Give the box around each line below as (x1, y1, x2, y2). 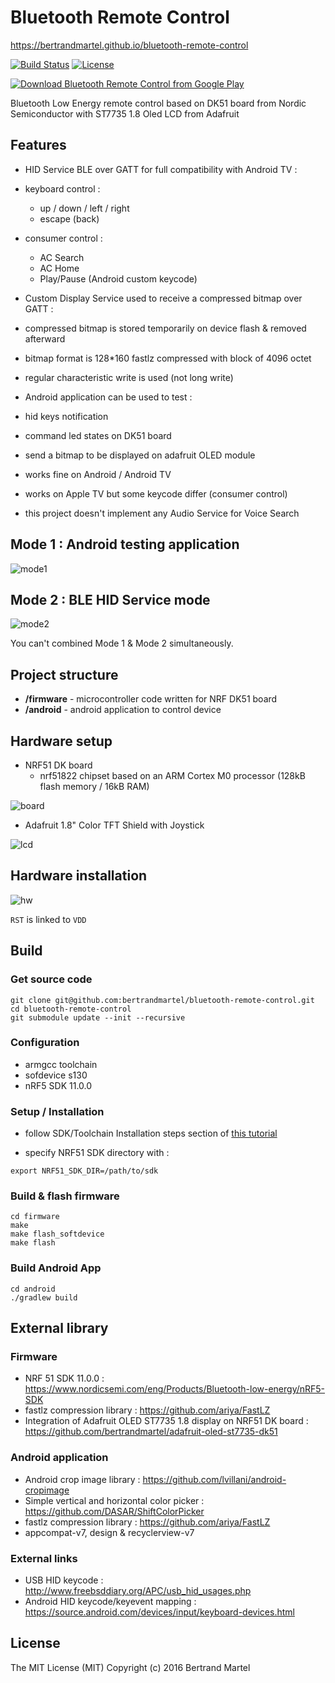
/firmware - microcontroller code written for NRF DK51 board (24, 693, 278, 705)
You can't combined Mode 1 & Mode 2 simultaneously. (10, 637, 234, 650)
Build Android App (10, 1261, 102, 1275)
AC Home (39, 262, 80, 274)
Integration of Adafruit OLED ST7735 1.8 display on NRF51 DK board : (24, 1415, 309, 1427)
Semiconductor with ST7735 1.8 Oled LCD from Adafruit (10, 107, 240, 120)
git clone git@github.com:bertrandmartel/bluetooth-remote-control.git (10, 995, 315, 1005)
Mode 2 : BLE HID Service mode (10, 591, 211, 608)
